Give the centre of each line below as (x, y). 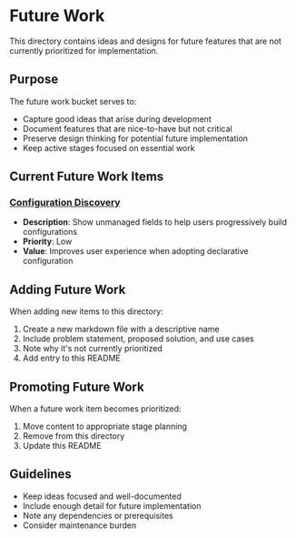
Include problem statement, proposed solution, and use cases (138, 339)
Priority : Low (47, 241)
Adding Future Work (68, 289)
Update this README (62, 446)
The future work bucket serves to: (73, 101)
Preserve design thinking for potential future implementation (135, 138)
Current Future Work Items (87, 177)
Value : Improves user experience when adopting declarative (135, 251)
